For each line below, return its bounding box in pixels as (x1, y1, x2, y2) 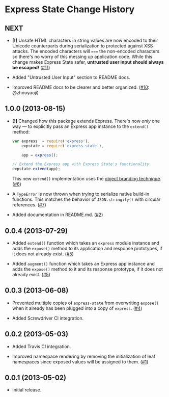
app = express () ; (21, 152, 59, 157)
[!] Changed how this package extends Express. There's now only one (12, 118, 160, 124)
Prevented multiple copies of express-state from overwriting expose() (12, 300, 159, 306)
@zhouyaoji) (12, 90, 39, 95)
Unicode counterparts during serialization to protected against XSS (12, 43, 153, 49)
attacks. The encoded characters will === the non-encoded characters (12, 48, 160, 54)
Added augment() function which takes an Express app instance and (12, 261, 155, 267)
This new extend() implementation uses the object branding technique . (12, 176, 161, 182)
